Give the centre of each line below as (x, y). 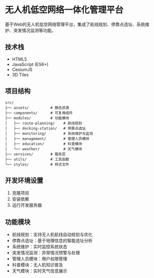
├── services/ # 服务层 (35, 154)
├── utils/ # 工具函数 (37, 159)
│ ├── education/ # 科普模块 (44, 144)
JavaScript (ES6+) (30, 64)
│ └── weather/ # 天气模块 (44, 149)
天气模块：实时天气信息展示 (40, 271)
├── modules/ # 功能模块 (37, 118)
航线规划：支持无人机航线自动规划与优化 (52, 235)
